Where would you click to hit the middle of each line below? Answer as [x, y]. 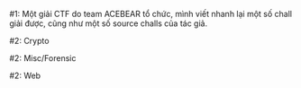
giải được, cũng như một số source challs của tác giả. [109, 23]
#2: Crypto [29, 41]
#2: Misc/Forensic [43, 58]
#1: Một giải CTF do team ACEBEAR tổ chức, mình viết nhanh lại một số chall [151, 14]
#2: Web [25, 75]
